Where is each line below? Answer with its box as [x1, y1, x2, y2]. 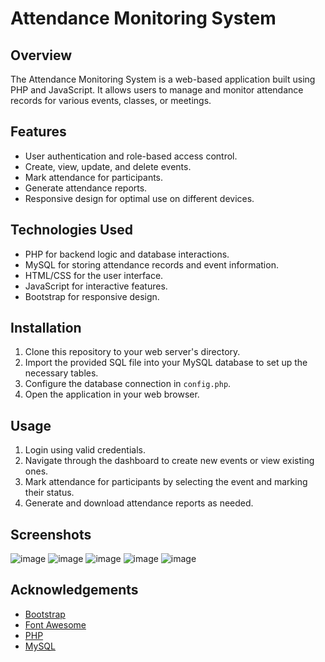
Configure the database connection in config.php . [24, 378, 232, 390]
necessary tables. [24, 367, 99, 379]
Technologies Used [10, 222, 133, 239]
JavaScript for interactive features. [24, 280, 168, 292]
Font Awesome [24, 618, 87, 631]
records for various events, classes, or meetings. [10, 95, 212, 106]
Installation [10, 320, 82, 337]
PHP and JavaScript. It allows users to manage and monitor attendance [10, 84, 304, 96]
